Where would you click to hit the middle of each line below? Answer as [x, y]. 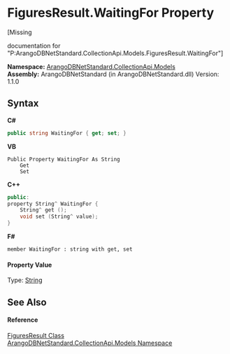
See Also [27, 302]
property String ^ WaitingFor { [53, 204]
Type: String [25, 280]
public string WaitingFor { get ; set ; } [67, 133]
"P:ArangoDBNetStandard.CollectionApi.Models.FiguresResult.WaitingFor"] [115, 53]
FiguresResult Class [36, 335]
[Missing [20, 32]
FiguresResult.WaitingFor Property [111, 13]
